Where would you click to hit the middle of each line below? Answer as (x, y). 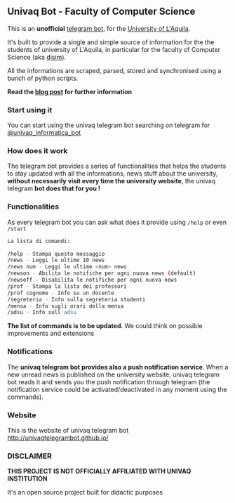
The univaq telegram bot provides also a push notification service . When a (118, 367)
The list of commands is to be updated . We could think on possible (105, 326)
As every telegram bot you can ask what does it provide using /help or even (117, 222)
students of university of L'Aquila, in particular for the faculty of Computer (114, 49)
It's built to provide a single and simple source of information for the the (111, 42)
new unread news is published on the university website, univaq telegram (113, 374)
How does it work (38, 151)
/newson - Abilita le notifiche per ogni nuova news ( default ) (102, 273)
